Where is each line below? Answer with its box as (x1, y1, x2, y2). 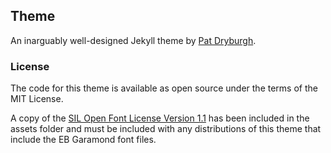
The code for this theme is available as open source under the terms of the (10, 82, 318, 94)
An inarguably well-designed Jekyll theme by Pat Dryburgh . (10, 34, 257, 46)
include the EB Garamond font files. (10, 134, 157, 146)
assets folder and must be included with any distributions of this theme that (10, 123, 322, 135)
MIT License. (10, 93, 64, 105)
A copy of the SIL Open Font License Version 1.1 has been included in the (10, 112, 310, 124)
